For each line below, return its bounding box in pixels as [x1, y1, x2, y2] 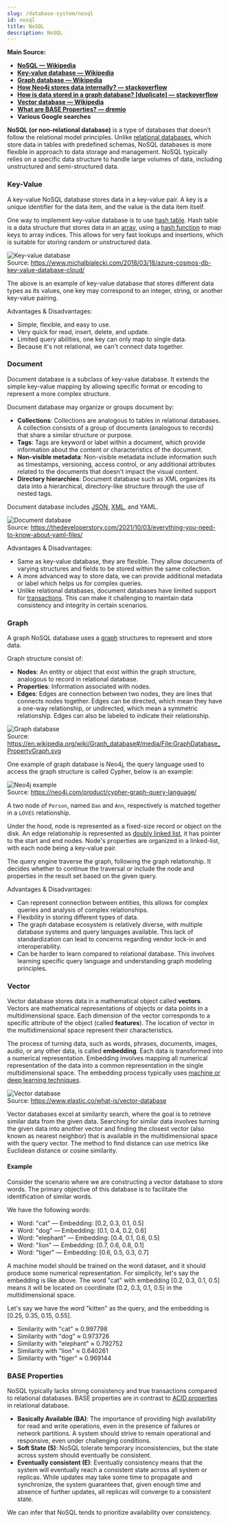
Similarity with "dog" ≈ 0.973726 [16, 1332, 110, 1340]
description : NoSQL [7, 29, 63, 36]
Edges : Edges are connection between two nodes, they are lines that [16, 690, 213, 698]
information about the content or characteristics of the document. [16, 445, 203, 454]
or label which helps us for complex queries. [16, 579, 143, 587]
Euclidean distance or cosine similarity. [7, 1146, 118, 1155]
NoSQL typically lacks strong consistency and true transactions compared [7, 1386, 218, 1394]
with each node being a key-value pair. [7, 844, 117, 853]
